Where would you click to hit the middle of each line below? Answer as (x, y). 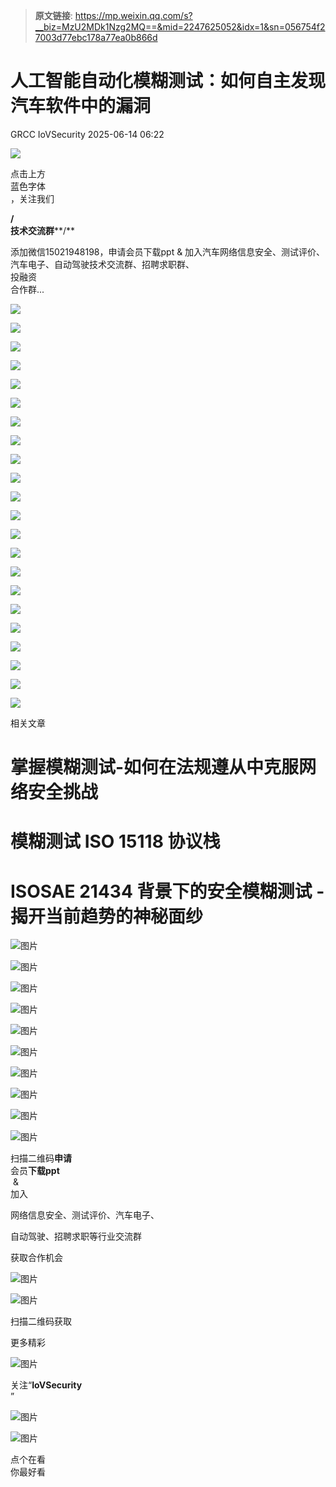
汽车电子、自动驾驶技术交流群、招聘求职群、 (102, 264)
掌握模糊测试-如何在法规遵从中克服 (155, 767)
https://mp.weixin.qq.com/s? (133, 15)
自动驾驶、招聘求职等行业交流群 (76, 1236)
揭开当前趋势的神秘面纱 (107, 916)
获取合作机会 (36, 1258)
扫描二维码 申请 (41, 1158)
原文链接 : (53, 15)
